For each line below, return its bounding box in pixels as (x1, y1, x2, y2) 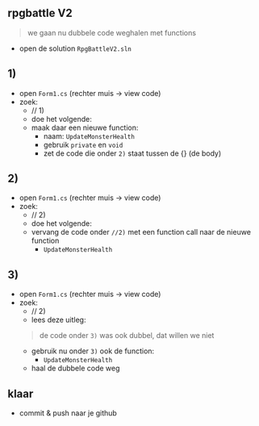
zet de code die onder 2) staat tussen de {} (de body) (43, 148, 222, 158)
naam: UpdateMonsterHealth (43, 131, 135, 140)
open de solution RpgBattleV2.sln (19, 44, 132, 53)
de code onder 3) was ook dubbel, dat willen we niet (39, 331, 215, 340)
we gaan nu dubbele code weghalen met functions (27, 27, 197, 37)
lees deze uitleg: (31, 315, 86, 325)
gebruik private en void (43, 140, 123, 149)
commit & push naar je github (19, 408, 118, 418)
